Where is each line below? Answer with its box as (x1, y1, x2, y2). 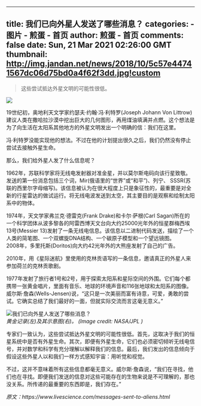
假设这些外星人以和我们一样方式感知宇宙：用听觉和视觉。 (6, 353, 148, 360)
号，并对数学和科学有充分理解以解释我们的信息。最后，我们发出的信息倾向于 (6, 345, 195, 352)
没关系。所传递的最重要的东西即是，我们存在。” (6, 380, 121, 387)
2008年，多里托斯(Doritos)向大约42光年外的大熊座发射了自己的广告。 (6, 242, 179, 249)
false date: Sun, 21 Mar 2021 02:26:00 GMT (6, 40, 172, 50)
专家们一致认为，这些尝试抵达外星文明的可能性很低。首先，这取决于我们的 (6, 330, 190, 337)
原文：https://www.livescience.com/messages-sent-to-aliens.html (6, 393, 170, 400)
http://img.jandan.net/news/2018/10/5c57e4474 (6, 59, 193, 69)
